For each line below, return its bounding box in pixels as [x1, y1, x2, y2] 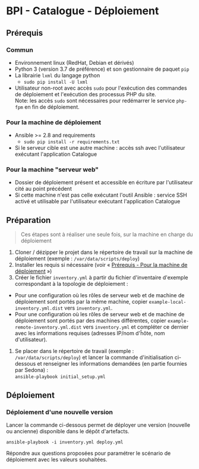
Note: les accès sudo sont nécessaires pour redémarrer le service [14, 97, 175, 104]
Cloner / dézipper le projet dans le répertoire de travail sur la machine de [14, 248, 193, 256]
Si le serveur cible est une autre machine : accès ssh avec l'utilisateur [14, 144, 185, 152]
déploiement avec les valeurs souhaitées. [6, 456, 108, 463]
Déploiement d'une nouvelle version [6, 408, 113, 416]
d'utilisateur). [14, 336, 48, 343]
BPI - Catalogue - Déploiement [6, 4, 159, 18]
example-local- [149, 299, 187, 306]
